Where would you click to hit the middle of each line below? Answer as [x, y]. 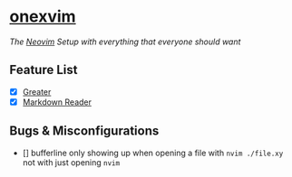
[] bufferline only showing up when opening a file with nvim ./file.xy [153, 153]
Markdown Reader [57, 102]
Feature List [44, 70]
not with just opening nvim [71, 162]
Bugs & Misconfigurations [84, 131]
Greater [37, 91]
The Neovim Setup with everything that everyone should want [125, 42]
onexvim [43, 17]
